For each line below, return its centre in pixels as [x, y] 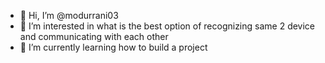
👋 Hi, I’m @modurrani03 [69, 15]
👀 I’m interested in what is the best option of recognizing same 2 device [167, 26]
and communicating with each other [94, 36]
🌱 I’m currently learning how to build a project [113, 47]
